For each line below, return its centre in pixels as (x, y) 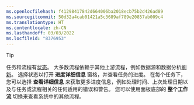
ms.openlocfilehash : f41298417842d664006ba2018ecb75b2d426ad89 (85, 11)
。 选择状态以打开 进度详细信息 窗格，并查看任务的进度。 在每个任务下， (98, 74)
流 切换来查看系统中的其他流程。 (45, 96)
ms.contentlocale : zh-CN (36, 28)
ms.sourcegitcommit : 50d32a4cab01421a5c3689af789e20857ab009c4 (85, 17)
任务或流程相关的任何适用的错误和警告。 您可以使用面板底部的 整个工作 (102, 89)
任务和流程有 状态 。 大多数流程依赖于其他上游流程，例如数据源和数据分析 (94, 67)
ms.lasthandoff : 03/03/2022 (40, 33)
